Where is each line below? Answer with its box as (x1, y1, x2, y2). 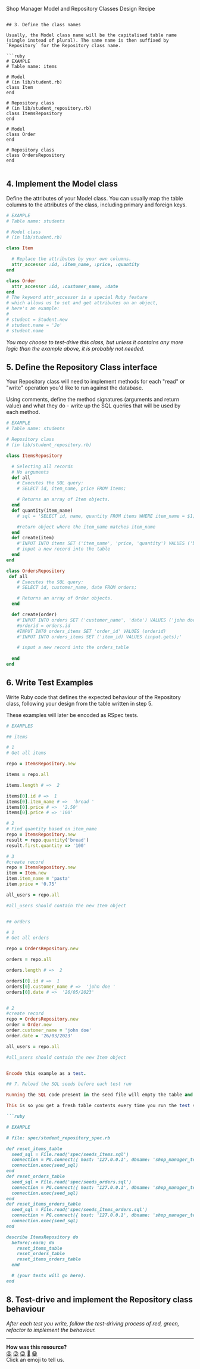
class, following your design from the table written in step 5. (6, 700, 153, 707)
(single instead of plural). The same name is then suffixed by (6, 38, 169, 44)
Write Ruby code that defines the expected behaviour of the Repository (6, 693, 181, 700)
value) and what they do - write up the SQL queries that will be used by (6, 402, 181, 409)
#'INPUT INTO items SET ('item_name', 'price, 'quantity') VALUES (17, 540, 185, 546)
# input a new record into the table (17, 546, 111, 552)
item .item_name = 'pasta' (6, 876, 70, 882)
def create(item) (11, 535, 55, 541)
